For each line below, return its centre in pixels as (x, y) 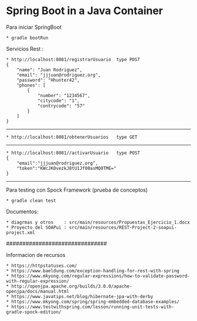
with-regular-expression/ (38, 281)
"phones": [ (31, 85)
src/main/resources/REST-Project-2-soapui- (123, 228)
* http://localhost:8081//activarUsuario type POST (73, 153)
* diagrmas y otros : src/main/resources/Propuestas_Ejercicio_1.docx (98, 222)
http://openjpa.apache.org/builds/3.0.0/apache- (72, 286)
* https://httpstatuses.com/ (42, 266)
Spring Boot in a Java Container (84, 11)
